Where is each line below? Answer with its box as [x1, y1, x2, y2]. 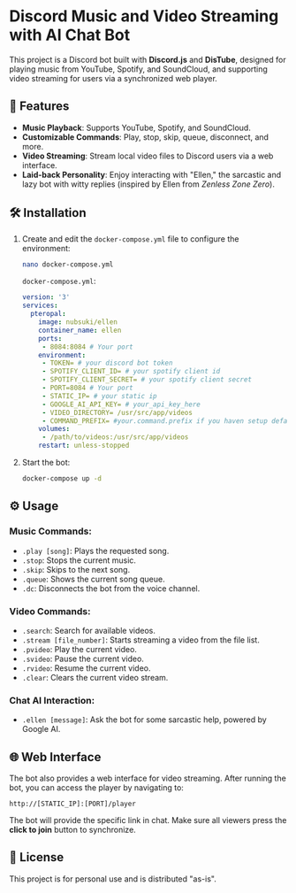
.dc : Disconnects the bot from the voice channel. [21, 582, 201, 594]
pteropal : [30, 310, 66, 319]
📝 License [9, 850, 65, 865]
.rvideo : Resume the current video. [21, 662, 152, 674]
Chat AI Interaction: [9, 694, 95, 706]
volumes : [38, 425, 71, 434]
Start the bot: [21, 458, 71, 468]
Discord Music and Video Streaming [9, 6, 279, 27]
